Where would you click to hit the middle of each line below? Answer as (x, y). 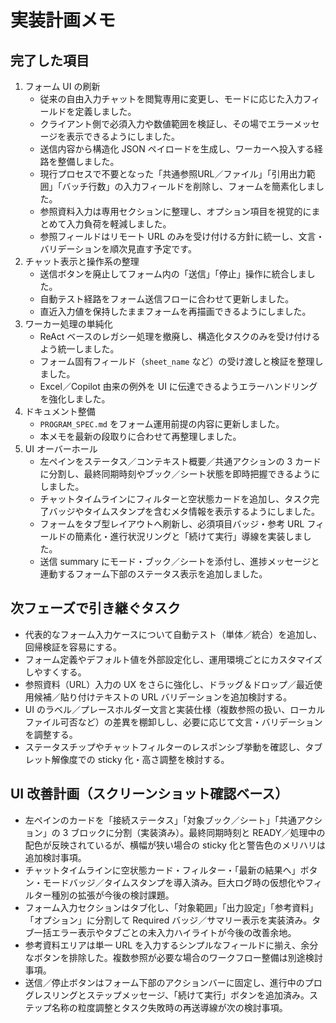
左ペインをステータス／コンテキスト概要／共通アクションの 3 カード (180, 461)
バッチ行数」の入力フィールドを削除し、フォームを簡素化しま (188, 186)
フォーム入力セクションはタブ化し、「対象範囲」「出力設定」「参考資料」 (171, 907)
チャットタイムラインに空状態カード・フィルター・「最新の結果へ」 (162, 870)
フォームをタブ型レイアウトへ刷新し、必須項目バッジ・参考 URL (172, 524)
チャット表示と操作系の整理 (82, 261)
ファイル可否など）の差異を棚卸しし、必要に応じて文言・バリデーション (173, 722)
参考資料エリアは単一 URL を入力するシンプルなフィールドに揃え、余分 (171, 945)
